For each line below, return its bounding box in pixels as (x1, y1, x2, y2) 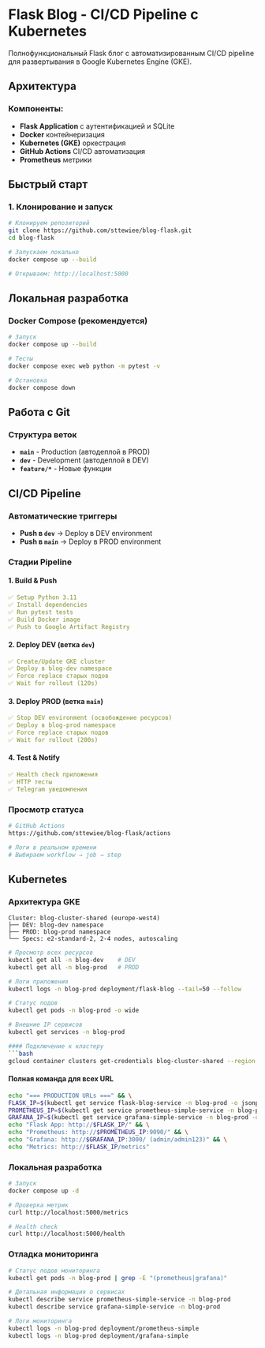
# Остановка (8, 376, 47, 384)
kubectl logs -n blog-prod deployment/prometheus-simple (8, 1324, 200, 1332)
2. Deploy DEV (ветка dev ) (8, 639, 95, 649)
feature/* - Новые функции (19, 464, 112, 474)
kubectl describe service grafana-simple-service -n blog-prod (8, 1303, 221, 1311)
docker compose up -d (8, 1186, 80, 1195)
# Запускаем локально (8, 248, 80, 256)
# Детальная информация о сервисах (8, 1288, 125, 1296)
